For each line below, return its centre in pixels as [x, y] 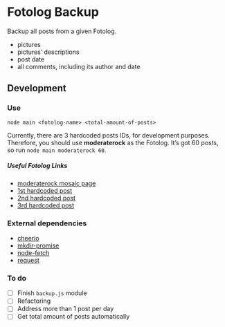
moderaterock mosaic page [56, 183]
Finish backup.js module [52, 293]
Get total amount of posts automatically [73, 317]
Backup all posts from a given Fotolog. [62, 31]
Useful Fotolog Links [37, 166]
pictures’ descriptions [48, 52]
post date [31, 59]
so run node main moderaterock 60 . [57, 150]
